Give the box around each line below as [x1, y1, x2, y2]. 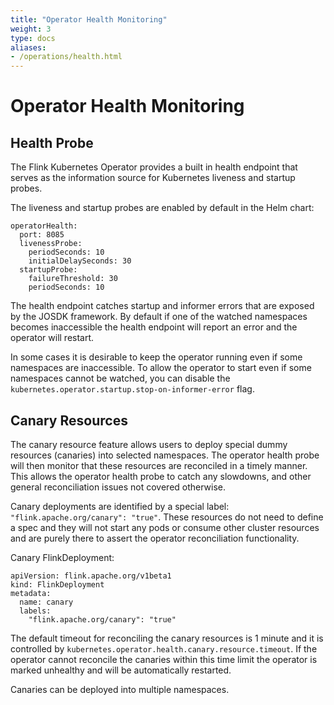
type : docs [10, 33, 56, 43]
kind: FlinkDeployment [10, 579, 105, 590]
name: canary [19, 597, 74, 607]
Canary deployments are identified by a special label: [10, 500, 230, 512]
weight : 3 [10, 24, 52, 34]
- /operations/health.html [10, 52, 123, 62]
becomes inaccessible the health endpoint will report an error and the [10, 321, 298, 333]
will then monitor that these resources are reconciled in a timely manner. [10, 459, 308, 471]
